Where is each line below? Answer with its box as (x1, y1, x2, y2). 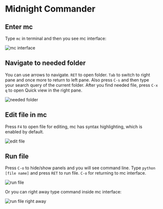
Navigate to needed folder (5, 59, 86, 67)
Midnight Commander (5, 3, 96, 15)
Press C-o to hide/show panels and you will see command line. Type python (5, 165, 156, 171)
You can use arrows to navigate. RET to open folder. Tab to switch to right (5, 72, 150, 78)
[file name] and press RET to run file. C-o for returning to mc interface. (5, 170, 146, 176)
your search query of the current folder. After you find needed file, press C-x (5, 82, 158, 88)
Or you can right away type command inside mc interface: (5, 189, 122, 195)
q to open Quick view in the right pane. (5, 87, 83, 93)
